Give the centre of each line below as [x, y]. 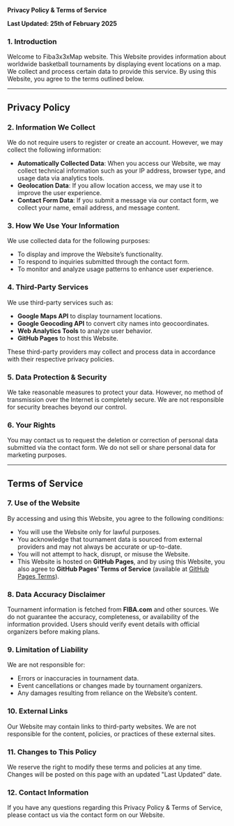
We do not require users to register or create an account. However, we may [115, 142]
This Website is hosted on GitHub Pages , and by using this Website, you [121, 561]
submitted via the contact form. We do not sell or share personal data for [111, 448]
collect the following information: [54, 150]
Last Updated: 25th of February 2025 [62, 23]
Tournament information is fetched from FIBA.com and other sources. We [113, 609]
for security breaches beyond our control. [67, 407]
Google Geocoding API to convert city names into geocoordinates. [113, 323]
